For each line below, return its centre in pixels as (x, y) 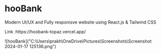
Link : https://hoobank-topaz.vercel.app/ (45, 31)
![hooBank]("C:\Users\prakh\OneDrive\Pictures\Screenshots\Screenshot (78, 41)
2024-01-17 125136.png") (30, 46)
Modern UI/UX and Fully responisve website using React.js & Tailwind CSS (80, 22)
